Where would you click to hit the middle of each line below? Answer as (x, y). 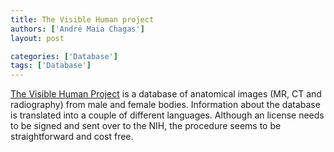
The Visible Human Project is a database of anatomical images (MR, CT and (166, 94)
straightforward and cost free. (72, 137)
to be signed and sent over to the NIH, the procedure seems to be (146, 126)
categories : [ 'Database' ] (64, 56)
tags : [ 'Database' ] (51, 66)
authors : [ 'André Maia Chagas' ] (77, 29)
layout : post (37, 38)
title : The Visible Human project (82, 19)
